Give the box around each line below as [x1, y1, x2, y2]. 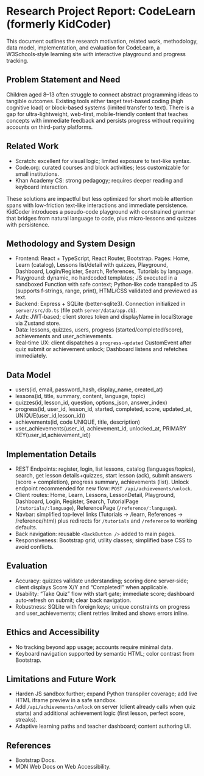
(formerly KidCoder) [6, 17, 111, 31]
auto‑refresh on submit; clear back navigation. [15, 597, 132, 604]
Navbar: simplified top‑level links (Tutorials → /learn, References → [15, 511, 183, 518]
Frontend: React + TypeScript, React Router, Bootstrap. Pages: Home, [15, 255, 190, 262]
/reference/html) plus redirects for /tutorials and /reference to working [15, 517, 197, 524]
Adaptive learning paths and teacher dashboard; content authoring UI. [15, 722, 192, 730]
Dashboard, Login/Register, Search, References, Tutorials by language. [15, 267, 193, 275]
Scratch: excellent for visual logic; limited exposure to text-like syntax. [15, 157, 191, 164]
